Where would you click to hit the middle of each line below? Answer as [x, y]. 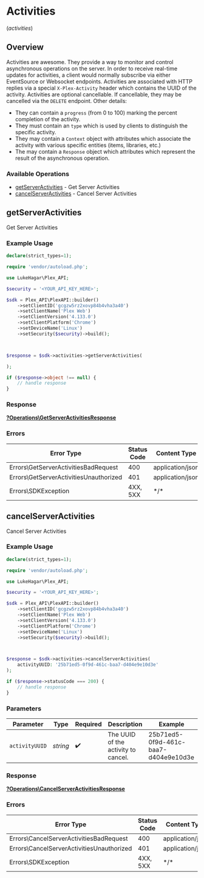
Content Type [176, 453]
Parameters [24, 708]
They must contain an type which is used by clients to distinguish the [101, 126]
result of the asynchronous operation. [62, 158]
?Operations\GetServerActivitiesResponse [61, 418]
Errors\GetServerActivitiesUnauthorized [66, 477]
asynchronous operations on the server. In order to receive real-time [92, 68]
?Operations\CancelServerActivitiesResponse [66, 789]
